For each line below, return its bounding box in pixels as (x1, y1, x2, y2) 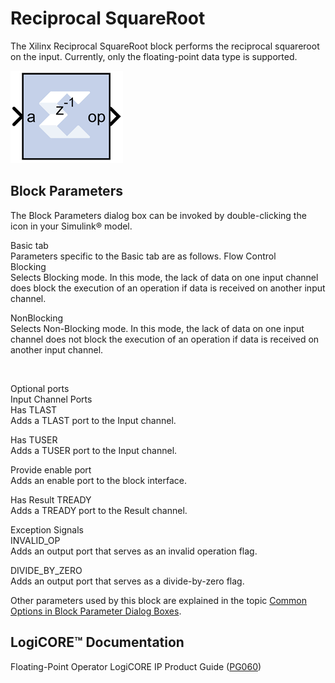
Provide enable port (10, 463, 92, 476)
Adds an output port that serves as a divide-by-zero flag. (10, 575, 245, 587)
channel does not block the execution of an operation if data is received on (10, 333, 320, 345)
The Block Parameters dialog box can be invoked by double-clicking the (10, 209, 307, 221)
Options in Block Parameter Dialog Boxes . (10, 605, 182, 617)
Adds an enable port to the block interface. (10, 474, 188, 486)
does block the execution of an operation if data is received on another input (10, 282, 326, 294)
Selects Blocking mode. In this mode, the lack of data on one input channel (10, 271, 319, 283)
